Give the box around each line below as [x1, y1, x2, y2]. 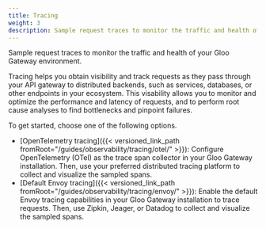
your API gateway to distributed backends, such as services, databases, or [8, 80, 253, 90]
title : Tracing [8, 11, 59, 20]
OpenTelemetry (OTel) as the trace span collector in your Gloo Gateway [19, 153, 253, 162]
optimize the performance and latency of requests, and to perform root [8, 97, 240, 107]
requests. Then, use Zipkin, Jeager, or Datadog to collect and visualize [19, 204, 251, 213]
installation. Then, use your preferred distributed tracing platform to [19, 162, 240, 171]
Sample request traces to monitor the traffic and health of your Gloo [8, 48, 230, 58]
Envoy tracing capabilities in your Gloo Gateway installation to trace [19, 195, 240, 204]
